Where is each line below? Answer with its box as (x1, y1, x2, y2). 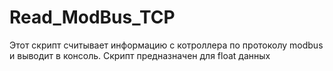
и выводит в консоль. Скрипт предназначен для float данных (9, 49, 271, 61)
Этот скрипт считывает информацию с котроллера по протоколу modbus (9, 39, 324, 51)
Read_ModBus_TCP (9, 6, 176, 29)
